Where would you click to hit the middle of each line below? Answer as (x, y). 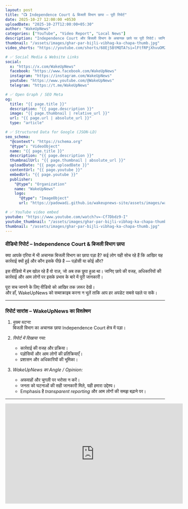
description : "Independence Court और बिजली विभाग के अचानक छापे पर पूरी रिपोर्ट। (81, 39)
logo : (20, 194)
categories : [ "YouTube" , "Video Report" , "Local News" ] (65, 34)
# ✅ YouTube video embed (32, 212)
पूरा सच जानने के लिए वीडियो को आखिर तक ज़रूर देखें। (50, 287)
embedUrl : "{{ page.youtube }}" (44, 174)
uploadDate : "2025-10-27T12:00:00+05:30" (50, 24)
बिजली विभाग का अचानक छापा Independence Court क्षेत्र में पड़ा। (69, 327)
